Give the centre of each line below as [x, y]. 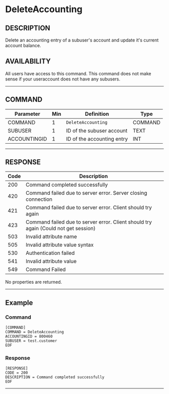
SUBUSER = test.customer [31, 341]
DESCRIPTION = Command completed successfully [55, 377]
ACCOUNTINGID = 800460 [29, 337]
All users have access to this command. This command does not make [78, 73]
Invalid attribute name [51, 237]
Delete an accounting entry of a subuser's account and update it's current [82, 40]
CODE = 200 [17, 373]
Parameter [27, 114]
